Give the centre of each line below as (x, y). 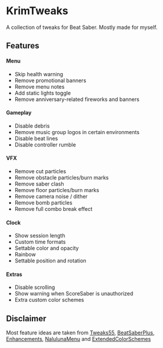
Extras (14, 274)
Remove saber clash (39, 184)
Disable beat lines (36, 138)
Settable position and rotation (50, 261)
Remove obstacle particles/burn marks (61, 177)
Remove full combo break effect (54, 209)
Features (23, 46)
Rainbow (25, 255)
